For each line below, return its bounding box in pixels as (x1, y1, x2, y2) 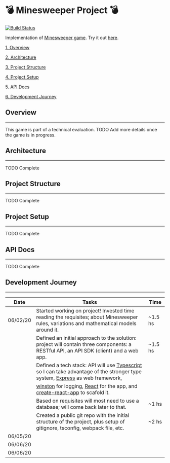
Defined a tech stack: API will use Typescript (36, 362, 142, 369)
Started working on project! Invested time (36, 307, 135, 314)
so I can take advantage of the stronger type (36, 368, 142, 375)
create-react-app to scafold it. (36, 389, 110, 396)
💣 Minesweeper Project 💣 (5, 5, 118, 16)
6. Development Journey (5, 93, 57, 99)
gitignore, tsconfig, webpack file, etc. (36, 424, 124, 432)
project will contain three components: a (36, 341, 132, 348)
